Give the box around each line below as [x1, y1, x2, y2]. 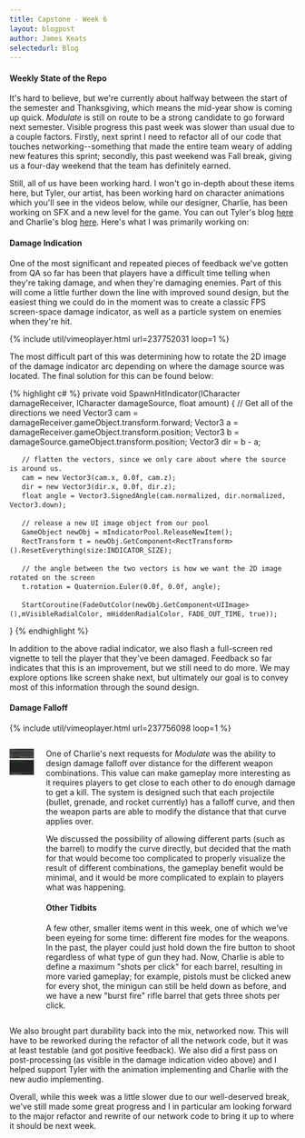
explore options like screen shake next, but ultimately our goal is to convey [9, 672, 289, 683]
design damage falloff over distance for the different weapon [45, 757, 274, 768]
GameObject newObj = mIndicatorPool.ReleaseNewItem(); [21, 527, 233, 536]
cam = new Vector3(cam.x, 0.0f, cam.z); [21, 473, 177, 482]
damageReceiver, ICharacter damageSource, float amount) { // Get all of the [9, 397, 293, 408]
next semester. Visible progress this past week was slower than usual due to [9, 122, 295, 133]
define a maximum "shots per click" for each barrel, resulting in [45, 962, 283, 973]
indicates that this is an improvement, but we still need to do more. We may [9, 662, 290, 673]
